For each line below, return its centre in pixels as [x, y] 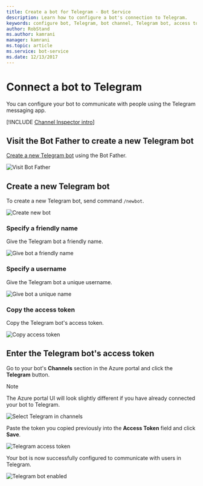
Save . [14, 434]
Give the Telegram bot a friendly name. [55, 241]
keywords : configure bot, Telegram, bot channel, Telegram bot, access [98, 23]
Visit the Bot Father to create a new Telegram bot [100, 141]
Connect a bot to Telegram [74, 87]
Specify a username [36, 269]
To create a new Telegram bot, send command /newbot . [75, 201]
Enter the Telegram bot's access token [80, 354]
